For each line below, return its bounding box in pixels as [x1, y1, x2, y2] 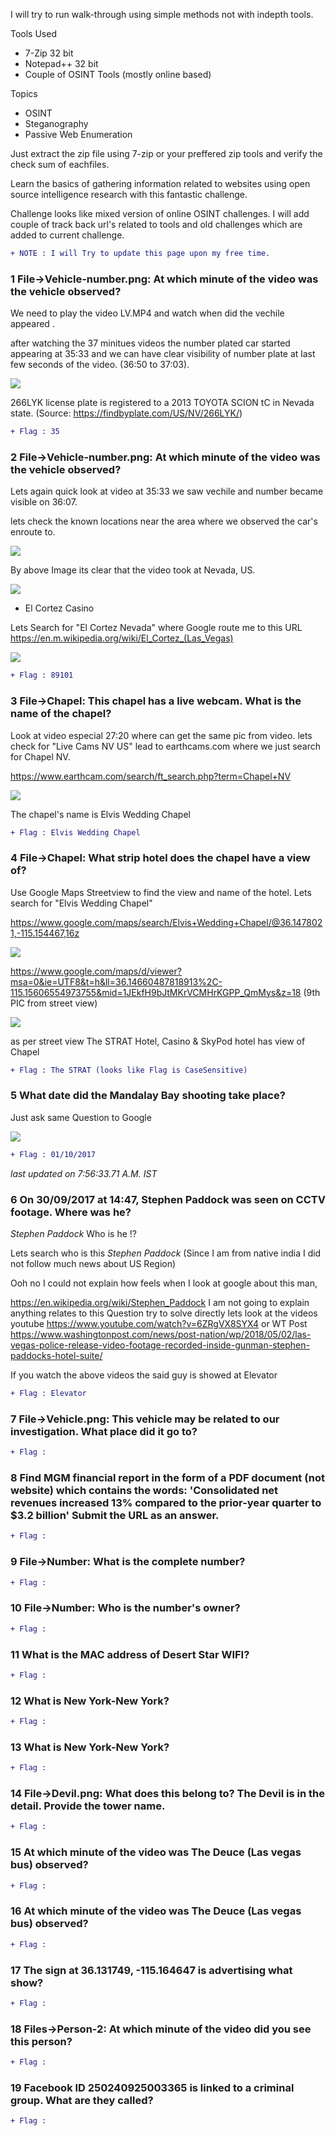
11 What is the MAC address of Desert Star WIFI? [10, 1647, 250, 1661]
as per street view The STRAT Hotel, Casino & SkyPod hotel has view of [10, 1035, 306, 1047]
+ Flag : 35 [10, 427, 60, 437]
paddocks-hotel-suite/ [10, 1350, 103, 1362]
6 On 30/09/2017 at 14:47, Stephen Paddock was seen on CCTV [10, 1192, 326, 1206]
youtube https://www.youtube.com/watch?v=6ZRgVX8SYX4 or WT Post [10, 1318, 308, 1330]
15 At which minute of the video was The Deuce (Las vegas [10, 1845, 302, 1859]
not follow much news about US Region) [10, 1258, 177, 1270]
